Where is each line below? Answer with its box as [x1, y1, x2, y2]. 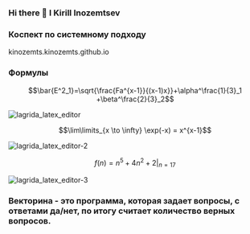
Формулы [8, 68, 49, 79]
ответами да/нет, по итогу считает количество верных [8, 205, 236, 216]
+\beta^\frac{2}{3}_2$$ [96, 94, 174, 104]
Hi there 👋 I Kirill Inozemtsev [8, 7, 121, 18]
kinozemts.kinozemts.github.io [8, 47, 110, 57]
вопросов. [8, 215, 51, 226]
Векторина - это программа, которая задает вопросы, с [8, 195, 240, 206]
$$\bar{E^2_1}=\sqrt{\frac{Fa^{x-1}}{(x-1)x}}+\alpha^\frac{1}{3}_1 [27, 85, 243, 95]
